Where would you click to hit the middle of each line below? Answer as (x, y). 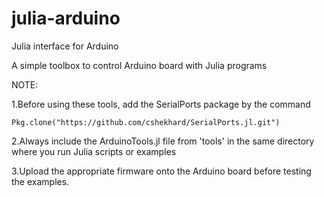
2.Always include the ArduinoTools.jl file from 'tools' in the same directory (163, 141)
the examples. (40, 181)
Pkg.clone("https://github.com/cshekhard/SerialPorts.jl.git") (146, 122)
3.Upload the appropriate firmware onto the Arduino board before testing (161, 171)
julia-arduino (66, 18)
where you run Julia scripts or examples (94, 151)
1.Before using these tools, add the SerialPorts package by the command (161, 104)
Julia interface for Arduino (65, 46)
